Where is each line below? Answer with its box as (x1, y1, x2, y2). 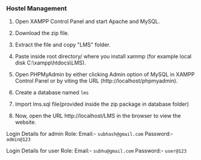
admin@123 (6, 137, 31, 143)
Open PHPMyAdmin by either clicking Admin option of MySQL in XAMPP (14, 71, 195, 78)
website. (14, 118, 37, 126)
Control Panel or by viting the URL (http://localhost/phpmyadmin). (14, 77, 178, 85)
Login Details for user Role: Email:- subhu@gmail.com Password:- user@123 (6, 147, 187, 155)
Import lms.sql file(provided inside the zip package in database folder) (14, 100, 190, 108)
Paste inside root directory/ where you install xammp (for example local (14, 53, 191, 60)
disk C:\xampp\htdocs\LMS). (14, 59, 86, 67)
